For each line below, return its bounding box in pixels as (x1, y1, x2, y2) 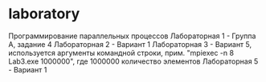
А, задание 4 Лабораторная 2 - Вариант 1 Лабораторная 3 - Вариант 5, (8, 39, 252, 49)
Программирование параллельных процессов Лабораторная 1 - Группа (8, 31, 256, 41)
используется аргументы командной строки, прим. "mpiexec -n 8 (8, 48, 235, 57)
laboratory (8, 5, 80, 23)
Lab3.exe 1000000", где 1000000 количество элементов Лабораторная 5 (8, 57, 259, 66)
